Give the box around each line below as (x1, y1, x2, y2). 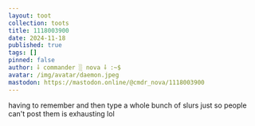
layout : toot (8, 11, 52, 20)
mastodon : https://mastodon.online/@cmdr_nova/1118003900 (8, 78, 205, 86)
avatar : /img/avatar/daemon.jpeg (8, 71, 120, 79)
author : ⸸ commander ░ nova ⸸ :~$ (8, 64, 121, 72)
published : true (8, 41, 62, 49)
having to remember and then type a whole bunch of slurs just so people (8, 100, 247, 110)
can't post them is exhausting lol (8, 108, 116, 118)
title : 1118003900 (8, 26, 69, 34)
